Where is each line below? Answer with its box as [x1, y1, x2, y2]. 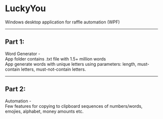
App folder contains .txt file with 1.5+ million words [5, 56, 106, 61]
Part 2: [5, 85, 26, 93]
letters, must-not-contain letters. [21, 66, 86, 72]
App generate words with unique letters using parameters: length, [5, 61, 137, 67]
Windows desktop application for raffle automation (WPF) [5, 19, 120, 25]
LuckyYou [5, 3, 46, 14]
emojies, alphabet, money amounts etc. [5, 108, 84, 114]
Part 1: [5, 38, 25, 46]
